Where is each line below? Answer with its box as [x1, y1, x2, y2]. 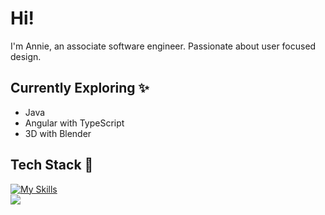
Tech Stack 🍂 [10, 157, 94, 174]
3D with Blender [24, 127, 92, 139]
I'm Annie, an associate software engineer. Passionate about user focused [10, 40, 317, 52]
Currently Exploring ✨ [10, 80, 150, 97]
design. [10, 50, 42, 62]
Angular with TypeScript [24, 117, 125, 129]
